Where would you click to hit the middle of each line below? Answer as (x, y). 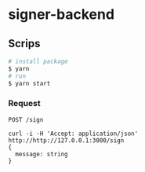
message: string (42, 154)
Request (24, 104)
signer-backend (62, 15)
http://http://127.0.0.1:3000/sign (66, 140)
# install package (38, 61)
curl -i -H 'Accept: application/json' (73, 134)
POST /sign (26, 119)
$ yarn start (29, 83)
